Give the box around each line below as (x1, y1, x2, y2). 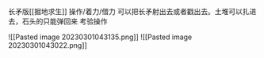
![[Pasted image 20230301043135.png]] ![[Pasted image (8, 32, 193, 42)
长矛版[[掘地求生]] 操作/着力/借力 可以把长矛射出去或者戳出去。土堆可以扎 (8, 7, 250, 16)
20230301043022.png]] (8, 41, 87, 49)
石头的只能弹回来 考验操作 (21, 16, 108, 26)
